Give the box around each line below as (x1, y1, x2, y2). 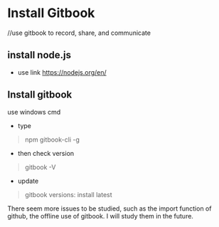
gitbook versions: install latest (24, 190, 112, 199)
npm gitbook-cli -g (24, 135, 80, 144)
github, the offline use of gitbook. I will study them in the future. (7, 211, 194, 220)
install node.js (7, 49, 72, 61)
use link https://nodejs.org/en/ (17, 68, 107, 76)
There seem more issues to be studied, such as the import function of (7, 204, 212, 213)
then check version (17, 149, 75, 157)
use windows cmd (7, 107, 61, 116)
